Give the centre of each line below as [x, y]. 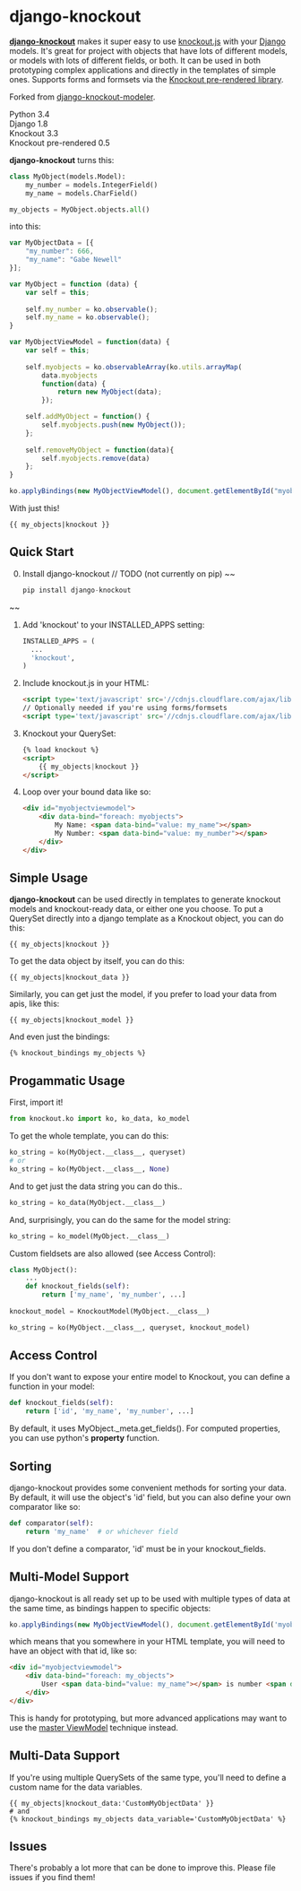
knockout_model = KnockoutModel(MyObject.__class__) [110, 1311]
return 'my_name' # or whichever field [102, 1531]
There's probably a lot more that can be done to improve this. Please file [142, 1868]
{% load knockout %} [60, 750]
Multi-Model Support [69, 1577]
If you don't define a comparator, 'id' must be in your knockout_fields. [138, 1548]
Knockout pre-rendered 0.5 [60, 143]
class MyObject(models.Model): [68, 177]
